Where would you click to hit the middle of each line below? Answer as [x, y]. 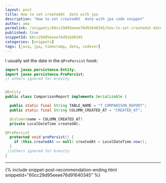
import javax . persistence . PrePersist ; [45, 74]
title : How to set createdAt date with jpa [52, 14]
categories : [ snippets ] [30, 42]
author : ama [17, 23]
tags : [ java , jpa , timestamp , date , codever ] [53, 46]
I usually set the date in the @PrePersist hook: [52, 60]
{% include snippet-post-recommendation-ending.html [61, 170]
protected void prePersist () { [42, 137]
